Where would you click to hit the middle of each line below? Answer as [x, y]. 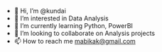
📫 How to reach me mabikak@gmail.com [75, 41]
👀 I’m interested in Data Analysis [61, 18]
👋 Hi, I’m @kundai [40, 11]
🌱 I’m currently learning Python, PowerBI [74, 26]
